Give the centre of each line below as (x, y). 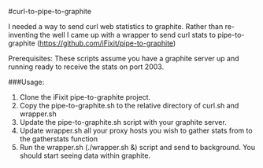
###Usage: (26, 82)
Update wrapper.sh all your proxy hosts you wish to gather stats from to (136, 130)
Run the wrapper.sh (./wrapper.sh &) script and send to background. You (137, 147)
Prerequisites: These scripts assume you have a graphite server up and (124, 58)
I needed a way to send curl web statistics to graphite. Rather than (116, 26)
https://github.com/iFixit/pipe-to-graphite (106, 43)
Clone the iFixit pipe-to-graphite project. (85, 97)
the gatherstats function (59, 139)
